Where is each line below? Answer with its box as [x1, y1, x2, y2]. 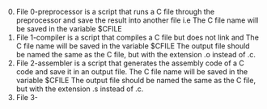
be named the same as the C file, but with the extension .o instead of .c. [15, 50, 256, 59]
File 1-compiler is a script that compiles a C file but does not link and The [15, 32, 259, 42]
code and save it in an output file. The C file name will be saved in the [15, 67, 248, 76]
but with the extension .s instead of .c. [15, 84, 144, 94]
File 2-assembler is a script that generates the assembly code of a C [15, 58, 245, 68]
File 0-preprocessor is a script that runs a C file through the [15, 7, 215, 16]
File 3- [15, 93, 39, 102]
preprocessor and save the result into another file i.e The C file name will [15, 15, 259, 25]
